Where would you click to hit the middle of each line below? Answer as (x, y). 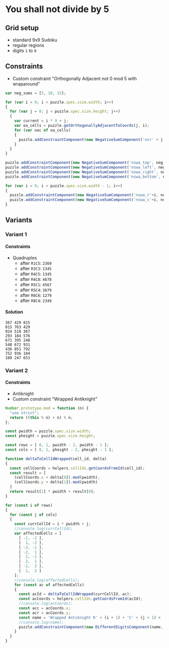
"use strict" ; (24, 413)
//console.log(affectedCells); (47, 580)
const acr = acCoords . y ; (45, 613)
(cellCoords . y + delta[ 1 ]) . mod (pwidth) (56, 482)
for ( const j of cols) (33, 515)
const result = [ (28, 473)
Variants (19, 220)
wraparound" (26, 84)
